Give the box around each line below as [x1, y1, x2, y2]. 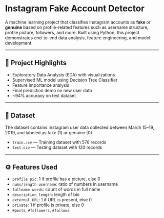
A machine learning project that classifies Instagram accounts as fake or [5, 19, 151, 25]
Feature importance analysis [12, 82, 70, 88]
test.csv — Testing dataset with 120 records [12, 144, 102, 150]
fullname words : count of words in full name [12, 187, 101, 193]
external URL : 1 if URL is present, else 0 [12, 197, 92, 203]
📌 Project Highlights [5, 59, 67, 67]
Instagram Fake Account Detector [5, 3, 145, 14]
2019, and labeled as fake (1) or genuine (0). [5, 129, 94, 135]
